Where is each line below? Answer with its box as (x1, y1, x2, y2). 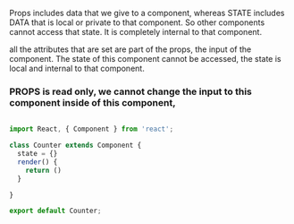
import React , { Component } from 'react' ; (9, 125, 174, 134)
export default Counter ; (9, 206, 102, 216)
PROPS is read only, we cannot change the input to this (9, 85, 252, 98)
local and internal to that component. (9, 63, 145, 73)
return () (25, 166, 63, 175)
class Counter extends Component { (9, 141, 142, 151)
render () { (17, 157, 58, 167)
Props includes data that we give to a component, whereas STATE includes (9, 8, 285, 18)
